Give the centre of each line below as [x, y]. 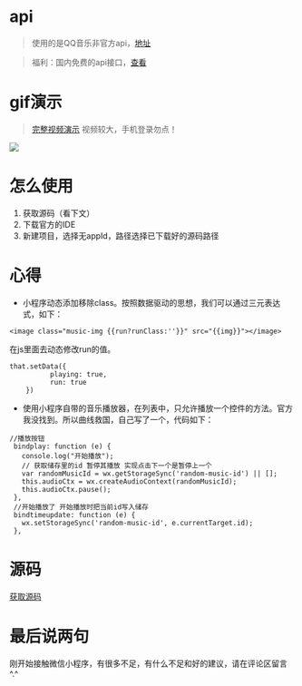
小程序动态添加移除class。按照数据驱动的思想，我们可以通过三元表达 [151, 302]
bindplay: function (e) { [62, 446]
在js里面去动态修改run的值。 [63, 349]
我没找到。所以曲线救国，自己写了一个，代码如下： [118, 419]
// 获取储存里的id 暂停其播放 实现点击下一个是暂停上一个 [117, 465]
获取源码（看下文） [58, 213]
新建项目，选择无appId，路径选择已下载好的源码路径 [121, 235]
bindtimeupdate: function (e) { [74, 514]
